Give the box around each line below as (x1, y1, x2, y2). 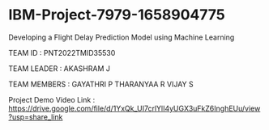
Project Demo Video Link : (8, 94, 96, 104)
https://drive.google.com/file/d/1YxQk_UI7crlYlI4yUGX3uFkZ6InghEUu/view (8, 103, 261, 113)
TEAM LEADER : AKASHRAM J (8, 63, 111, 73)
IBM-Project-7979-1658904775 (8, 6, 225, 24)
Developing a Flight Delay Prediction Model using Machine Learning (8, 32, 235, 42)
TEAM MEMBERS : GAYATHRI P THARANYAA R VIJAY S (8, 79, 194, 89)
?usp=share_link (8, 111, 63, 122)
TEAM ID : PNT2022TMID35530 (8, 48, 116, 57)
